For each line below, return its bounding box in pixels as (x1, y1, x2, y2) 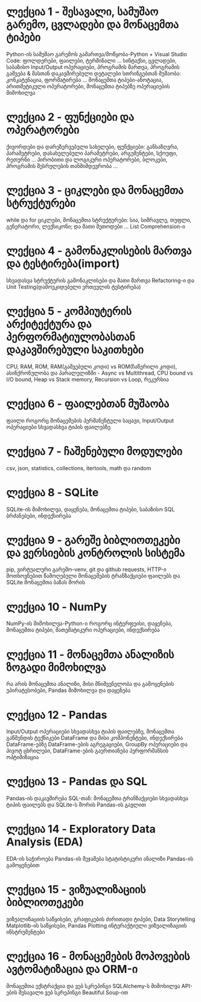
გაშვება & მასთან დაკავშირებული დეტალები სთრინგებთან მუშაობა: (6, 69, 181, 77)
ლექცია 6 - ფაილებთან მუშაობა (6, 396, 170, 410)
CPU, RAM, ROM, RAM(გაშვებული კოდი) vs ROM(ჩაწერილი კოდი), (6, 363, 177, 370)
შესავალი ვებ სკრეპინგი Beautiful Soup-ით (18, 989, 129, 996)
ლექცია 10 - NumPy (6, 600, 107, 613)
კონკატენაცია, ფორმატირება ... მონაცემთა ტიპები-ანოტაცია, (6, 76, 163, 83)
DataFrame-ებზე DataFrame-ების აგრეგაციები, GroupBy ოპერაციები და (6, 741, 188, 748)
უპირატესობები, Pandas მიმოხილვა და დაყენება (6, 687, 131, 694)
